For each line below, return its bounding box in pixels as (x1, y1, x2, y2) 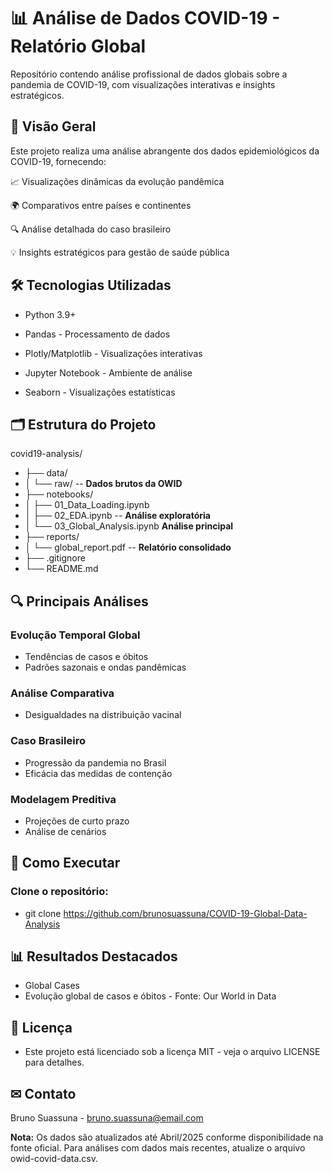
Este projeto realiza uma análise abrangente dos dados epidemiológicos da (10, 145, 320, 157)
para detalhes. (24, 1056, 85, 1069)
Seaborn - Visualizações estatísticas (24, 386, 176, 398)
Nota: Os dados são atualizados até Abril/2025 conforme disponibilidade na (10, 1131, 324, 1144)
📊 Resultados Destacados (10, 948, 178, 965)
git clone (24, 907, 62, 919)
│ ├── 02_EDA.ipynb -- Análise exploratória (24, 510, 211, 522)
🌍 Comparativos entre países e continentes (10, 199, 192, 211)
